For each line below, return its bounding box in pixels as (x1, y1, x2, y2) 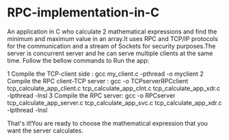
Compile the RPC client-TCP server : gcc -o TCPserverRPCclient (7, 76, 189, 85)
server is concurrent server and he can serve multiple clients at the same (7, 49, 213, 57)
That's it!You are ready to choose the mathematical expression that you (7, 119, 208, 127)
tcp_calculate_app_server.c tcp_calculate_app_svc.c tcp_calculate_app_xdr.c (7, 98, 222, 107)
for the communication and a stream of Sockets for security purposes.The (7, 42, 216, 50)
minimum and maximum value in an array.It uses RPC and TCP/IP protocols (7, 34, 219, 42)
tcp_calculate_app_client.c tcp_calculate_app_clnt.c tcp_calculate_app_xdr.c (7, 84, 221, 92)
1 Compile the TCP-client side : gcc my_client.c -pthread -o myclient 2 (7, 70, 204, 78)
